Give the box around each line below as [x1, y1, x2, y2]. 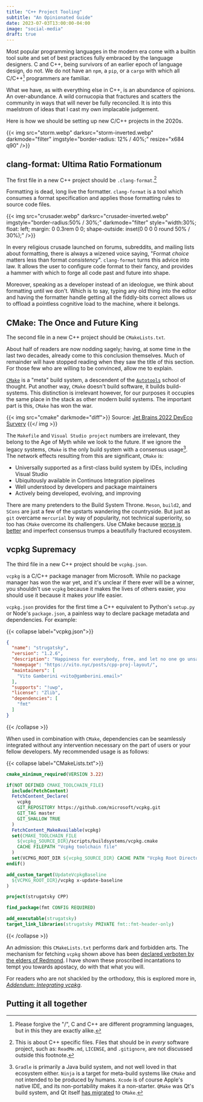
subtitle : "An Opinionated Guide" [6, 14, 94, 21]
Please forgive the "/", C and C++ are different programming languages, [14, 1020, 195, 1028]
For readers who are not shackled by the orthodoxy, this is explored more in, [6, 975, 196, 982]
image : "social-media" [6, 25, 63, 32]
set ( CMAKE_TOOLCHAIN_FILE [11, 833, 77, 839]
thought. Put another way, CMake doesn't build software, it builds [6, 383, 166, 390]
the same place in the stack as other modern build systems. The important [6, 396, 192, 403]
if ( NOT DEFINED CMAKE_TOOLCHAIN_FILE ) [6, 782, 104, 788]
